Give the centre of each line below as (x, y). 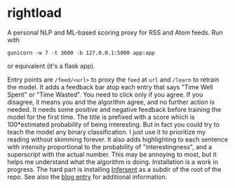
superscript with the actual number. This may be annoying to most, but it (112, 154)
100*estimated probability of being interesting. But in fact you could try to (113, 124)
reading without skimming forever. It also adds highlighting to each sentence (117, 139)
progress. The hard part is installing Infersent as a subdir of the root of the (114, 169)
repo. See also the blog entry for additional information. (87, 177)
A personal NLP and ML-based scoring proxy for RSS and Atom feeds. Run (115, 32)
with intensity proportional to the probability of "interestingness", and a (110, 146)
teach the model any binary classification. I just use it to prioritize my (107, 132)
